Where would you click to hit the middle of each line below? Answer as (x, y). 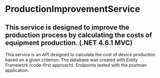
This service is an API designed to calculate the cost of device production (80, 55)
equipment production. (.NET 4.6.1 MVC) (69, 43)
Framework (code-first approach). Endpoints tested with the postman (76, 65)
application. (17, 70)
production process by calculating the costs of (79, 35)
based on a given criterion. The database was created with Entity (72, 60)
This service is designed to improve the (67, 27)
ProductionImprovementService (73, 9)
